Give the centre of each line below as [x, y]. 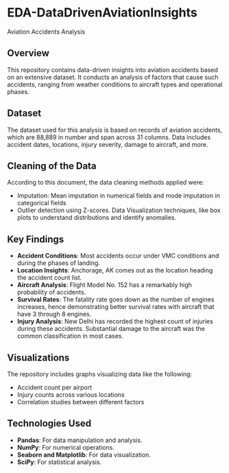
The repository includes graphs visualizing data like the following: [100, 374]
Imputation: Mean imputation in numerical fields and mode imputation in [119, 196]
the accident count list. [49, 278]
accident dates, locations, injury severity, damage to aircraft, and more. [108, 144]
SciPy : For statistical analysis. [59, 462]
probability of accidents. [51, 292]
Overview [28, 53]
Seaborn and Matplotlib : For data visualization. [84, 454]
